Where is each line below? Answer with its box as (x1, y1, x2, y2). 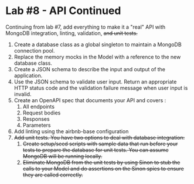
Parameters (22, 121, 51, 129)
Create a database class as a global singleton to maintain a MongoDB (13, 41, 182, 48)
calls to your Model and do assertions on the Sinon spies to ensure (22, 165, 184, 172)
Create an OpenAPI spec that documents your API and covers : (13, 96, 166, 103)
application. (13, 72, 43, 79)
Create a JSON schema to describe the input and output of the (13, 65, 165, 72)
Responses (22, 115, 50, 122)
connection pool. (13, 47, 55, 54)
